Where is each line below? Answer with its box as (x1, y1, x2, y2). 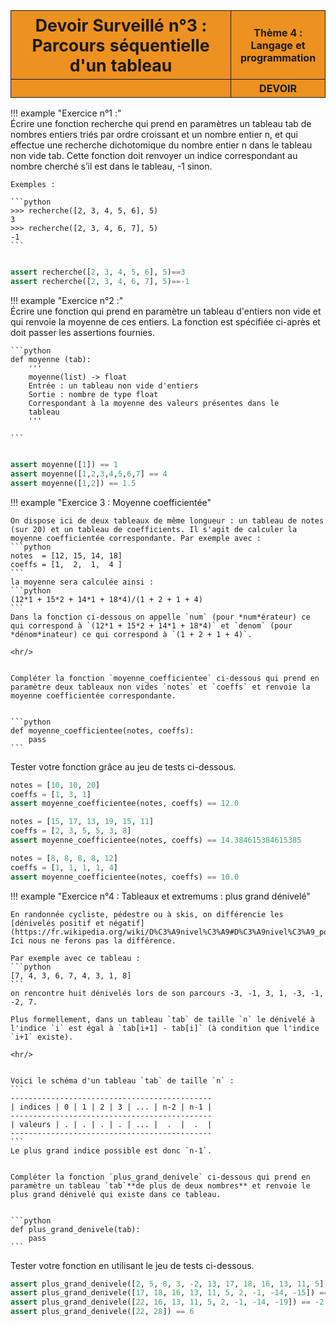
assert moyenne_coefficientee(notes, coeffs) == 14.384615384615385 (10, 835, 302, 846)
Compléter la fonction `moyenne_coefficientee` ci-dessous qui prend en (10, 673, 320, 683)
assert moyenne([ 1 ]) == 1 (10, 460, 118, 470)
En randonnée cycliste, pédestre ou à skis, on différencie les (10, 909, 284, 919)
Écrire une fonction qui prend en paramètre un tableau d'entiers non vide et (10, 305, 322, 318)
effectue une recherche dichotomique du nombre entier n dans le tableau (10, 139, 313, 151)
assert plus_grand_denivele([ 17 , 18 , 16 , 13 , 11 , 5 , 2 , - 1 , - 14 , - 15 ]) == (10, 1288, 329, 1298)
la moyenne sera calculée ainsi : (10, 577, 155, 587)
